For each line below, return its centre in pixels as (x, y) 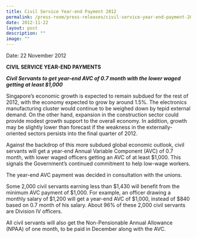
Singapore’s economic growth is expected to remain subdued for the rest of (97, 96)
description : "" (26, 33)
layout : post (22, 28)
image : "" (18, 39)
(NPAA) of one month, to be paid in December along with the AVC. (86, 229)
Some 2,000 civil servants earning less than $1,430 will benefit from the (93, 186)
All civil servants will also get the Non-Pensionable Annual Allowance (89, 223)
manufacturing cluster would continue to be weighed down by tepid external (98, 108)
